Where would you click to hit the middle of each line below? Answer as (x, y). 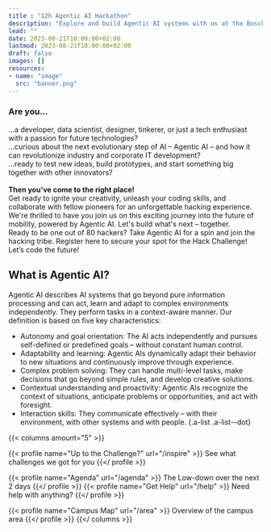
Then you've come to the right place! (71, 189)
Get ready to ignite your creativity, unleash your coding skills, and (117, 198)
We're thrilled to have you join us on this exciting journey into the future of (131, 215)
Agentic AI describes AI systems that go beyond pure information (117, 294)
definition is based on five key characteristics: (85, 320)
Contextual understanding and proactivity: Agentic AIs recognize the (134, 387)
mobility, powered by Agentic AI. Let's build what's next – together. (119, 224)
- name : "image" (35, 76)
